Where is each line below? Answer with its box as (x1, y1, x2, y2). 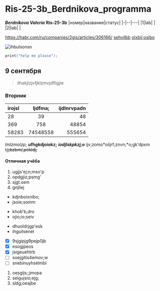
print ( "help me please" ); (5, 53, 58, 58)
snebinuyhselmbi (12, 260, 47, 266)
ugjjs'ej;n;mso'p (12, 169, 45, 175)
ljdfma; (32, 104, 50, 111)
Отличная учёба (5, 158, 40, 164)
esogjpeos (12, 243, 34, 249)
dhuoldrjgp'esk (12, 223, 43, 229)
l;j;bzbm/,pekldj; (5, 146, 38, 152)
